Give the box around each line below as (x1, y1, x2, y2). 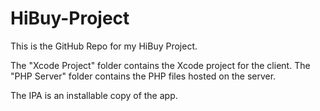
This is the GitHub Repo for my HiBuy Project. (10, 40, 198, 52)
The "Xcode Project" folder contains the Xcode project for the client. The (10, 59, 311, 71)
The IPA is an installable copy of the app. (10, 89, 178, 101)
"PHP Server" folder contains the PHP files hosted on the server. (10, 70, 277, 82)
